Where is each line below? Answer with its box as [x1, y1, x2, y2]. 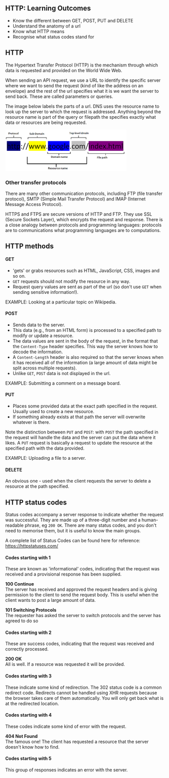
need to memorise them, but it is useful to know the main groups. [5, 527, 141, 533]
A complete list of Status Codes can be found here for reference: [5, 537, 141, 544]
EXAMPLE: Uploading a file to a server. [5, 455, 86, 461]
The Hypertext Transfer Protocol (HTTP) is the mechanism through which [5, 62, 158, 68]
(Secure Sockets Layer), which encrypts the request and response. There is [5, 216, 163, 222]
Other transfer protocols [5, 179, 67, 186]
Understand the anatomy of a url [12, 23, 81, 29]
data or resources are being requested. [5, 119, 87, 125]
